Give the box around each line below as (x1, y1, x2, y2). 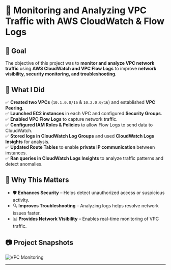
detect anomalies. (5, 160, 43, 167)
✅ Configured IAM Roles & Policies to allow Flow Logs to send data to (5, 122, 153, 128)
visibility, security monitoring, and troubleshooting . (5, 71, 117, 77)
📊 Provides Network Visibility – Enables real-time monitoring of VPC (12, 215, 159, 222)
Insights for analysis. (5, 139, 50, 145)
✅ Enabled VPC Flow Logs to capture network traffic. (5, 116, 118, 122)
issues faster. (12, 210, 41, 216)
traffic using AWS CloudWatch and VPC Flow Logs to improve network (5, 66, 157, 71)
